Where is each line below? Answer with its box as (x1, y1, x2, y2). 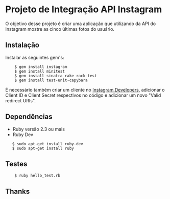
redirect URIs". (5, 97, 36, 103)
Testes (5, 160, 28, 168)
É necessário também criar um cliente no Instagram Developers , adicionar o (5, 86, 165, 93)
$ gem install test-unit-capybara (14, 78, 88, 83)
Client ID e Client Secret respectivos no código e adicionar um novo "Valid (5, 92, 161, 98)
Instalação (5, 41, 40, 50)
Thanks (5, 187, 30, 195)
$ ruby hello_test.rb (14, 173, 60, 179)
